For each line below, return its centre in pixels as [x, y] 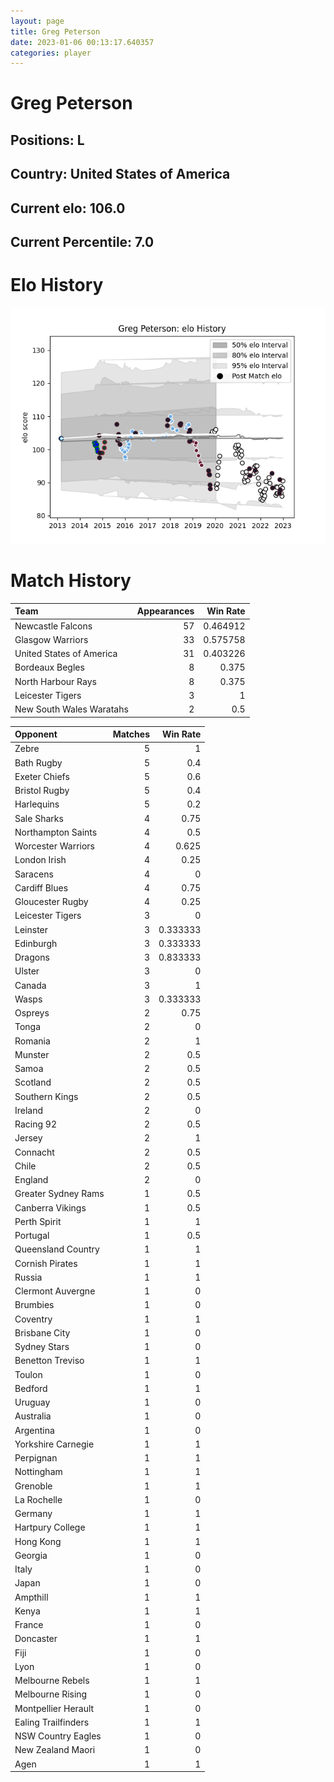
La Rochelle [38, 1499]
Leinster [31, 929]
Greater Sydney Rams [59, 1194]
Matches [131, 734]
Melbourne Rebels [52, 1681]
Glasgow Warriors [51, 639]
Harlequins [37, 804]
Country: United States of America [120, 174]
